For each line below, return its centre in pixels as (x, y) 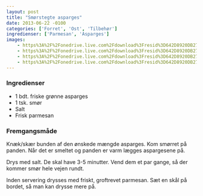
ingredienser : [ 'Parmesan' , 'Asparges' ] (58, 34)
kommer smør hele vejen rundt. (45, 168)
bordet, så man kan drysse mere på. (51, 186)
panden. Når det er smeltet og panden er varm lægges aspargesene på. (96, 150)
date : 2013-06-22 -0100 (36, 23)
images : (16, 40)
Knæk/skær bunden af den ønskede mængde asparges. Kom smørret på (97, 144)
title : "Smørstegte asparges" (44, 17)
